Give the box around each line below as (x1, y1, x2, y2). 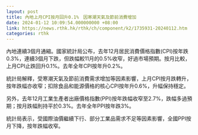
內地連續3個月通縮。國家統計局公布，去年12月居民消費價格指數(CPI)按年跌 (6, 48, 189, 55)
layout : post (6, 8, 39, 15)
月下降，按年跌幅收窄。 (6, 123, 64, 130)
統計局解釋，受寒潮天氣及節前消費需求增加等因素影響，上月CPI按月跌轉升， (6, 75, 192, 82)
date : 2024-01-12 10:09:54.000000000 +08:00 (6, 20, 118, 25)
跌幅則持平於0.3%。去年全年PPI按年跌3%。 (26, 102, 135, 110)
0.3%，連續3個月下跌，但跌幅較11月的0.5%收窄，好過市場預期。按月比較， (6, 55, 190, 62)
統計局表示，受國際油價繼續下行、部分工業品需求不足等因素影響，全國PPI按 (6, 115, 191, 122)
